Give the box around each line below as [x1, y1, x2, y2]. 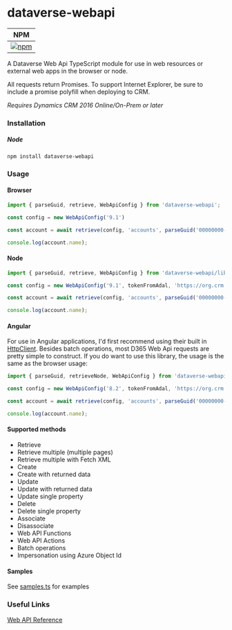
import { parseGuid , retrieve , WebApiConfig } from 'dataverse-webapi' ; [7, 201, 221, 209]
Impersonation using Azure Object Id [17, 551, 122, 559]
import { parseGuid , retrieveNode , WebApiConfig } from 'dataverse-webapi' [7, 373, 230, 380]
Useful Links [7, 600, 50, 609]
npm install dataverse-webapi [7, 152, 95, 160]
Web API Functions [17, 529, 72, 538]
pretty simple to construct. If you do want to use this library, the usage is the [7, 352, 224, 360]
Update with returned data [17, 485, 93, 493]
